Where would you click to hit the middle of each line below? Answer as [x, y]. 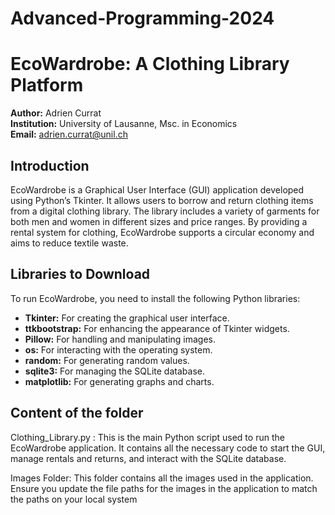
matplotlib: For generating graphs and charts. [119, 381]
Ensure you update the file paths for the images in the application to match [164, 488]
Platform [47, 85]
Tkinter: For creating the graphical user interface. [127, 318]
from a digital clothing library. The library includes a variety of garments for [165, 211]
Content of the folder [77, 413]
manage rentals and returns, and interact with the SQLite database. [148, 458]
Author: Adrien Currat [56, 113]
